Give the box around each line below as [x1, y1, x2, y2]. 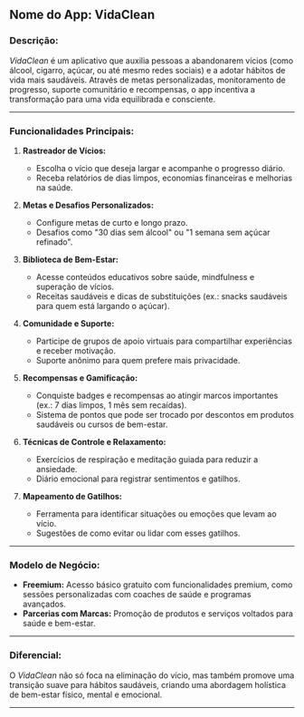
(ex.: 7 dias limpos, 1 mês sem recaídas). [35, 399, 187, 411]
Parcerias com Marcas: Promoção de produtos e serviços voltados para [22, 608, 294, 619]
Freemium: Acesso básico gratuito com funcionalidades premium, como [22, 579, 293, 590]
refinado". [35, 236, 73, 247]
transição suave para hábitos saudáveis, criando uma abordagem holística [9, 679, 287, 690]
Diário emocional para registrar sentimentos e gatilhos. [35, 473, 241, 484]
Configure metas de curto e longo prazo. [35, 217, 188, 228]
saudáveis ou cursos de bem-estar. [35, 419, 168, 430]
